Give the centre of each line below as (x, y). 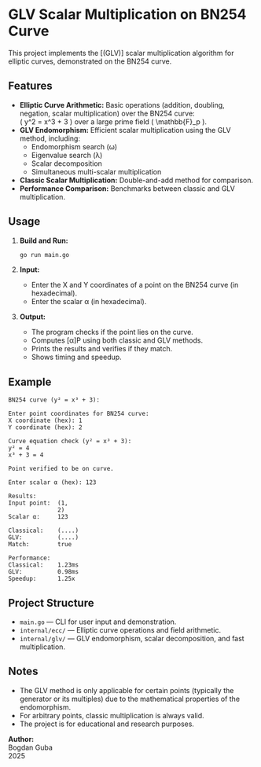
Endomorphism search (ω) (74, 146)
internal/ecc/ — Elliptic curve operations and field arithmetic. (120, 630)
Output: (32, 317)
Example (30, 382)
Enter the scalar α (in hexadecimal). (89, 302)
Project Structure (51, 603)
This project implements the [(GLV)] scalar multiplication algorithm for (121, 53)
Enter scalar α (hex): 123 (52, 483)
